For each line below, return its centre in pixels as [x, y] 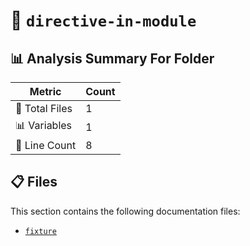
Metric [45, 91]
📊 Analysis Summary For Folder [112, 58]
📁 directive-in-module [103, 20]
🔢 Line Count [46, 145]
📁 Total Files [44, 108]
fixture [40, 231]
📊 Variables [44, 125]
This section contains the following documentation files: [125, 211]
